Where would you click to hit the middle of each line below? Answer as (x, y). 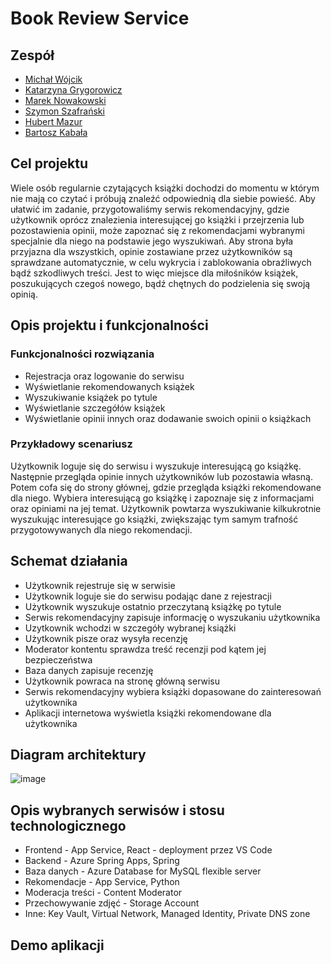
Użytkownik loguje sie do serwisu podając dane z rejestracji (148, 596)
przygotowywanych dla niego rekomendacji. (101, 529)
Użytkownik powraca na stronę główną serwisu (122, 681)
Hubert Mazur (53, 121)
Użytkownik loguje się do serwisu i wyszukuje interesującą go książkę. (156, 466)
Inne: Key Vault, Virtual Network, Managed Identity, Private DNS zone (167, 914)
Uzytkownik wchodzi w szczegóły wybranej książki (130, 628)
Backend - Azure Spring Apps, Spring (102, 861)
